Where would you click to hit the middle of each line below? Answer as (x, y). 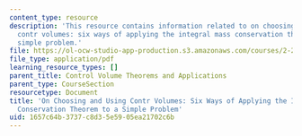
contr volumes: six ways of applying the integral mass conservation (150, 34)
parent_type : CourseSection (62, 84)
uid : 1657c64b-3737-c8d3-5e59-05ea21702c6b (92, 117)
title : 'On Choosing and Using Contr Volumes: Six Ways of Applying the (148, 101)
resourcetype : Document (54, 92)
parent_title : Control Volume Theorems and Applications (118, 76)
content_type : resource (54, 17)
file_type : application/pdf (62, 59)
